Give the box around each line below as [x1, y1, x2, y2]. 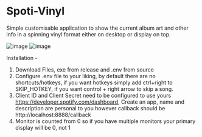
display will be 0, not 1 [15, 124, 71, 131]
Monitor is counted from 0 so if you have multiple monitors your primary [15, 117, 196, 125]
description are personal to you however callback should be [15, 104, 165, 112]
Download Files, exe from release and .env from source [15, 65, 154, 73]
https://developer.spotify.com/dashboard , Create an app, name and [15, 98, 184, 105]
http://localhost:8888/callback [15, 111, 91, 118]
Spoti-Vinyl [6, 4, 65, 18]
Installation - [6, 54, 38, 61]
